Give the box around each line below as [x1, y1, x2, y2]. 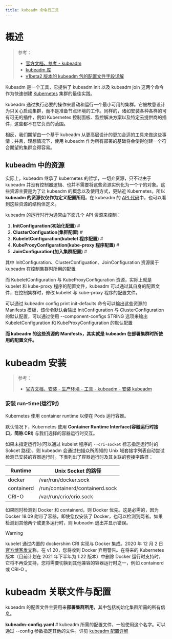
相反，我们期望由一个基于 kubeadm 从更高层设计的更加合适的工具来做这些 [5, 131, 162, 138]
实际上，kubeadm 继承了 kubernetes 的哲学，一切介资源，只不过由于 [5, 175, 152, 181]
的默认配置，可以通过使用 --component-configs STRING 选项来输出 [5, 313, 148, 319]
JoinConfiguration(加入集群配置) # [12, 249, 88, 255]
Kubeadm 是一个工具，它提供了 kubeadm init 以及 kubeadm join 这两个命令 [5, 84, 164, 90]
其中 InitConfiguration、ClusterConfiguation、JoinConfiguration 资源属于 [5, 259, 160, 266]
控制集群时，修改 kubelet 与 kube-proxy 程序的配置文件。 [18, 290, 140, 296]
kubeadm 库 [25, 66, 52, 72]
